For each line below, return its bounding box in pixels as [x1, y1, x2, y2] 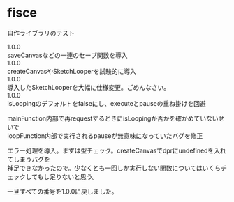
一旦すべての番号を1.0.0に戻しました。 [7, 187, 118, 196]
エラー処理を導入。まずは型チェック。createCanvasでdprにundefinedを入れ [7, 146, 227, 155]
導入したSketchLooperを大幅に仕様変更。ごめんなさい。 [7, 83, 170, 91]
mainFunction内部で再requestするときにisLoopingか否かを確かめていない [7, 114, 219, 123]
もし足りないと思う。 [37, 172, 99, 180]
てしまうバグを [7, 155, 50, 163]
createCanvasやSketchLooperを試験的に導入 [7, 67, 136, 75]
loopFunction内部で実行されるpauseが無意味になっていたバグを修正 [7, 131, 203, 140]
